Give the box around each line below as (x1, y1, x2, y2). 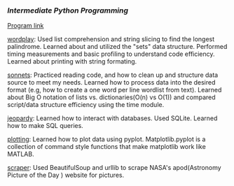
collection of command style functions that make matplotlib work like (7, 143, 207, 151)
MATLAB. (7, 150, 34, 159)
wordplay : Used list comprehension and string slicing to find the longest (7, 35, 215, 43)
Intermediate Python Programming (7, 6, 128, 15)
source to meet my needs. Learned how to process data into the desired (7, 78, 216, 87)
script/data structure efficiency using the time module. (7, 101, 165, 109)
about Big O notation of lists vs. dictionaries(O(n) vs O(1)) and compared (7, 93, 216, 101)
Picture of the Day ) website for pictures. (7, 171, 125, 180)
